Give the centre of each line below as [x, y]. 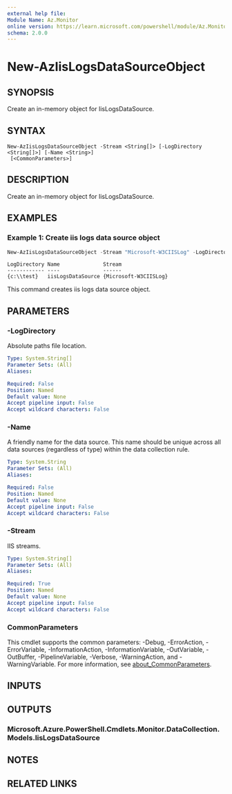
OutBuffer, [22, 657]
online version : [30, 26]
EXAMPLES [32, 218]
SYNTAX [27, 131]
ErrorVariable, [27, 650]
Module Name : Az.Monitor [43, 20]
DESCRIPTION [38, 180]
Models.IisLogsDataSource [54, 737]
